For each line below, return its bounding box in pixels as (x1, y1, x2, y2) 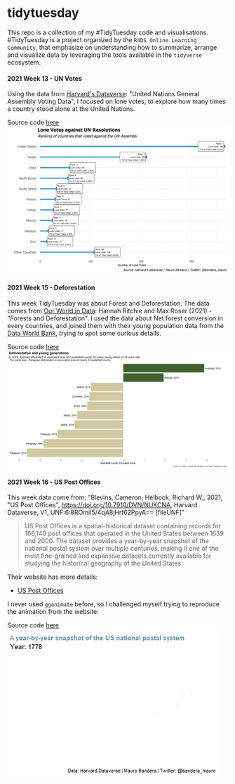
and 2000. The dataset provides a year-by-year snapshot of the (24, 537, 209, 545)
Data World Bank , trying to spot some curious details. (7, 329, 161, 337)
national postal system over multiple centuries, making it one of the (24, 544, 219, 553)
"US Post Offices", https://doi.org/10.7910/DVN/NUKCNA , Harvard (7, 501, 198, 509)
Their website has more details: (7, 573, 98, 581)
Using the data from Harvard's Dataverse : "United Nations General (7, 90, 200, 98)
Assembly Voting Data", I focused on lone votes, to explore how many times (7, 97, 226, 106)
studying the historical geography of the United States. (24, 559, 184, 568)
